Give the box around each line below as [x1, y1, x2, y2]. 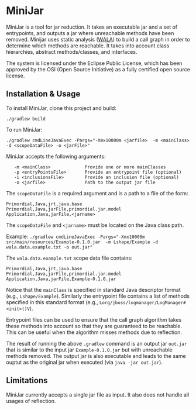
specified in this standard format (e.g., [6, 298, 98, 305]
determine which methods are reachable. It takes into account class [6, 42, 170, 49]
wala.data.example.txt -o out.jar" [6, 244, 93, 250]
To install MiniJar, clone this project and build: [6, 104, 117, 112]
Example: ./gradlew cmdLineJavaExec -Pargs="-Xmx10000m [6, 233, 145, 240]
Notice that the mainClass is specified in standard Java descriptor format [6, 286, 181, 293]
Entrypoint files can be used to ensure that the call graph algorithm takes [6, 316, 182, 323]
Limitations [6, 375, 48, 385]
